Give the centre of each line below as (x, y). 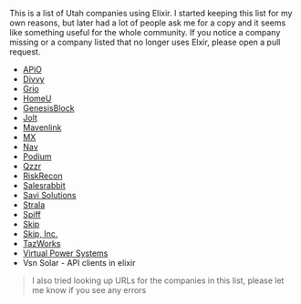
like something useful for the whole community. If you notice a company (145, 32)
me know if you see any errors (89, 290)
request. (25, 52)
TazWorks (42, 243)
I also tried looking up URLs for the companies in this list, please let (158, 280)
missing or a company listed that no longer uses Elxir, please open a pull (145, 42)
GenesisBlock (48, 108)
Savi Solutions (49, 195)
